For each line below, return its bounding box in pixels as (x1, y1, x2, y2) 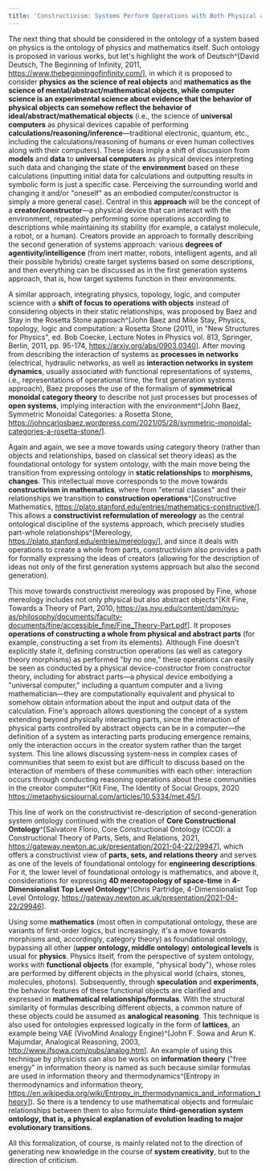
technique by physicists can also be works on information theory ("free (8, 1053, 247, 1064)
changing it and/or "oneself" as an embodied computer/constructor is (8, 188, 239, 197)
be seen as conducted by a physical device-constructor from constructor (8, 662, 252, 673)
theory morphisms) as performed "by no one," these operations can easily (8, 654, 255, 664)
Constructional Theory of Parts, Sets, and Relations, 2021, (8, 833, 200, 842)
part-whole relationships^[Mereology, (8, 527, 133, 537)
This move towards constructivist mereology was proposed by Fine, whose (8, 586, 257, 596)
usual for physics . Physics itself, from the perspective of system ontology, (8, 951, 255, 961)
